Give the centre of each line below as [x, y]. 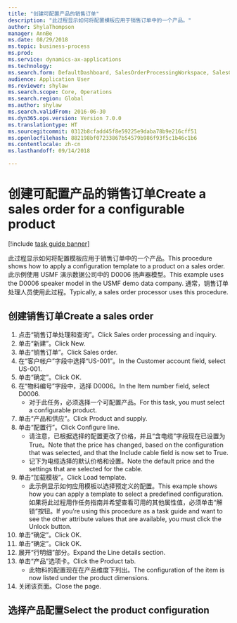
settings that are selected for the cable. [85, 468]
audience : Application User [49, 79]
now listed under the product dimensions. [89, 577]
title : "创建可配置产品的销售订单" [54, 14]
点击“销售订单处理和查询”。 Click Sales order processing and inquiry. [117, 334]
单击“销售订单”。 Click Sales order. [68, 352]
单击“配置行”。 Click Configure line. [69, 427]
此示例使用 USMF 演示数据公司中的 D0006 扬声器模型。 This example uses [116, 274]
